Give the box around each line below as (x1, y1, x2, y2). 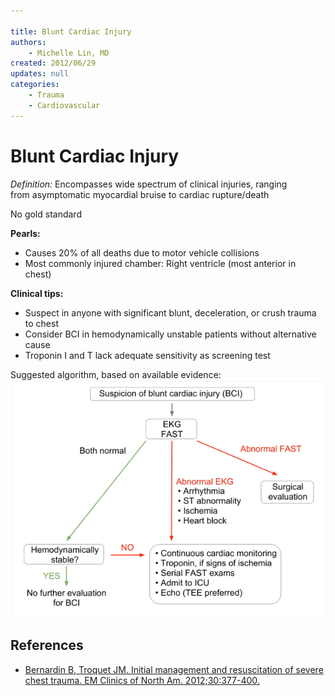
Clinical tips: (10, 287, 64, 299)
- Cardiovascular (28, 100, 101, 110)
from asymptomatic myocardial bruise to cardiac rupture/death (10, 188, 270, 200)
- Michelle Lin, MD (28, 48, 110, 58)
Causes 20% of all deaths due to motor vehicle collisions (24, 246, 260, 259)
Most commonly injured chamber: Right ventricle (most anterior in (24, 257, 297, 269)
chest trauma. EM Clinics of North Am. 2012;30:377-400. (24, 674, 260, 686)
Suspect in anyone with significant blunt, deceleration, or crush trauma (24, 306, 317, 319)
